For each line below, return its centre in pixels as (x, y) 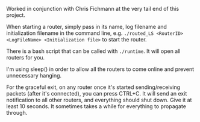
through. (17, 113)
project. (16, 15)
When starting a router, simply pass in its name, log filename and (87, 27)
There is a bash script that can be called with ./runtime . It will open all (93, 51)
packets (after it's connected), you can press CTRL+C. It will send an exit (97, 93)
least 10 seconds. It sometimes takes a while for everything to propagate (96, 106)
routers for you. (26, 57)
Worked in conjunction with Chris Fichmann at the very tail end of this (93, 9)
